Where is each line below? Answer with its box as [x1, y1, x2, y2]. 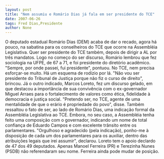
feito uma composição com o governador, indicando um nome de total [5, 117, 147, 123]
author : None [5, 26, 32, 30]
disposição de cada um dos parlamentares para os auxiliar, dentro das [5, 133, 147, 139]
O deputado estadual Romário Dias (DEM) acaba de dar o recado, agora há [5, 39, 157, 45]
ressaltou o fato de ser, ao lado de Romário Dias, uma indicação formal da [5, 106, 155, 113]
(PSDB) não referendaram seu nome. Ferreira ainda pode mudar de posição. [5, 148, 160, 155]
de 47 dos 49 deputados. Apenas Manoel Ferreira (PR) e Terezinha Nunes [5, 143, 155, 149]
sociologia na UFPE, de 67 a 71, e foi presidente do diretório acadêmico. [5, 60, 151, 66]
